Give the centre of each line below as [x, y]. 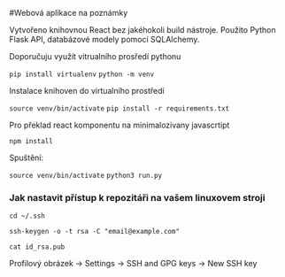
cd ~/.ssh [27, 216]
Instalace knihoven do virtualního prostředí [87, 91]
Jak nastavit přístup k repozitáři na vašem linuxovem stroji [137, 197]
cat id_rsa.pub [37, 247]
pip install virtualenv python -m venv [82, 74]
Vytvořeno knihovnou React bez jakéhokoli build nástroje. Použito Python [142, 30]
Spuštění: [27, 158]
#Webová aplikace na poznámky [69, 13]
